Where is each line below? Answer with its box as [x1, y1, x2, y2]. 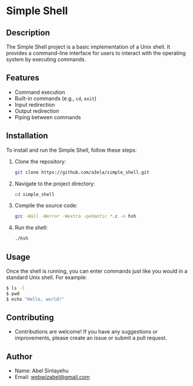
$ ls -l [6, 285, 25, 291]
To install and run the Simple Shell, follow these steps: [6, 146, 137, 153]
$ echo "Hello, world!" [6, 296, 65, 302]
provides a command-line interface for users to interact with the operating [6, 50, 186, 57]
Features [6, 73, 39, 83]
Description [6, 28, 50, 38]
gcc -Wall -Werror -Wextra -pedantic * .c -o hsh [14, 214, 137, 220]
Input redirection [14, 101, 55, 108]
